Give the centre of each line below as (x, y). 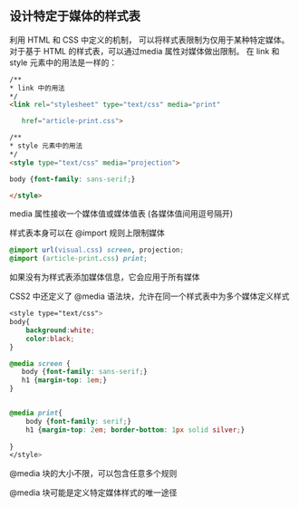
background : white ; (60, 330)
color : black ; (50, 339)
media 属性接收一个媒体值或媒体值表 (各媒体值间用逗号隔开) (121, 214)
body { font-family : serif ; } (78, 421)
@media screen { (40, 364)
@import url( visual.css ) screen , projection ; (96, 250)
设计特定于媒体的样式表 (75, 16)
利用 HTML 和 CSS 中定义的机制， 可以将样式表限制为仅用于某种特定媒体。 (149, 40)
